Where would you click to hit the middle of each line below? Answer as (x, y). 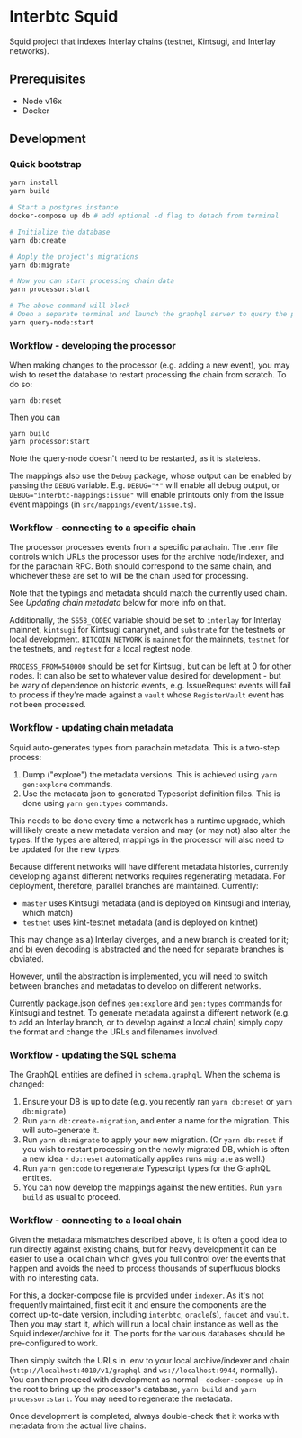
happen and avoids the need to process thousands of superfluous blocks (145, 1268)
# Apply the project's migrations (74, 257)
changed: (27, 1084)
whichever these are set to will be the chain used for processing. (129, 576)
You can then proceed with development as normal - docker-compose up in (147, 1380)
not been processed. (48, 705)
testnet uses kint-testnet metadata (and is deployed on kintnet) (140, 922)
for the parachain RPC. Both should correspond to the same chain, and (140, 566)
